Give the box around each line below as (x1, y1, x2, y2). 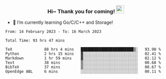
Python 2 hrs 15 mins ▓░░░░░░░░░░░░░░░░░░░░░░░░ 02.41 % (5, 51, 161, 57)
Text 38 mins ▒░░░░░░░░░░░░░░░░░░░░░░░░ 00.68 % (5, 60, 161, 65)
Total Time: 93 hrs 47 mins (5, 38, 65, 43)
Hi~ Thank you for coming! (47, 8, 115, 15)
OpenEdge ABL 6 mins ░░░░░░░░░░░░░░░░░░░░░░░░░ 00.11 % (5, 69, 161, 74)
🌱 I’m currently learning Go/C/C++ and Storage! (12, 19, 113, 25)
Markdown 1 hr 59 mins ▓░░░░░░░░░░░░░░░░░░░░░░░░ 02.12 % (5, 56, 161, 61)
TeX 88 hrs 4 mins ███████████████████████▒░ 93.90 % (5, 47, 161, 52)
